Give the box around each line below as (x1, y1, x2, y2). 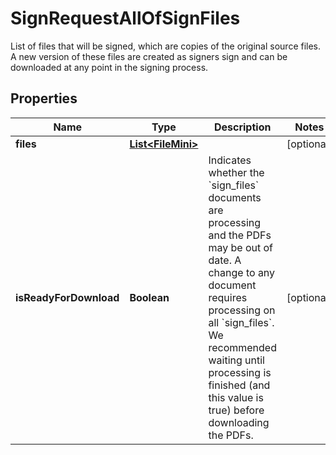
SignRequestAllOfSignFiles (10, 7, 241, 30)
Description (213, 120, 272, 134)
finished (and (208, 378, 271, 392)
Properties (10, 90, 78, 107)
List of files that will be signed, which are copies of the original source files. (10, 40, 322, 52)
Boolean (129, 290, 170, 304)
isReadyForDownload (15, 290, 120, 304)
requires (208, 290, 248, 304)
